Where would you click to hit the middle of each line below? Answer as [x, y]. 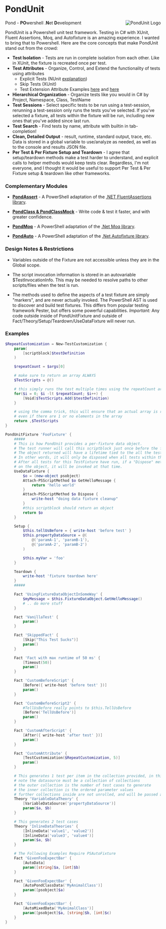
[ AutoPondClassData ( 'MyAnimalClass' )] [63, 885]
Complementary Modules [36, 186]
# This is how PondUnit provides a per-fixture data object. [78, 443]
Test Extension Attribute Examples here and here [69, 89]
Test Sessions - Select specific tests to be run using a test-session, [81, 105]
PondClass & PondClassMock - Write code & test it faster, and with [81, 212]
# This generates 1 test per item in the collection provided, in [84, 776]
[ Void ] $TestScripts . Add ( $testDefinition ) [66, 398]
